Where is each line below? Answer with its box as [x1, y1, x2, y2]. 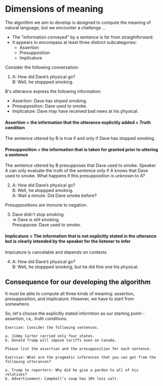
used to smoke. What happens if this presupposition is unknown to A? [5, 173, 145, 179]
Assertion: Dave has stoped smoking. [12, 97, 87, 103]
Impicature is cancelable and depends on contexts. [5, 249, 108, 255]
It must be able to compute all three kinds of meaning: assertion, [5, 291, 135, 297]
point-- [130, 310, 145, 316]
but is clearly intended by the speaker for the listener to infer [5, 238, 131, 244]
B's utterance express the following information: [5, 88, 102, 94]
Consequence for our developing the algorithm [5, 278, 151, 286]
